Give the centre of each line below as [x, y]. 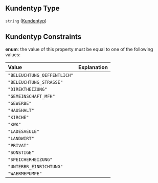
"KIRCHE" [18, 117]
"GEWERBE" [20, 103]
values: [13, 54]
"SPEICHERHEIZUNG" [30, 159]
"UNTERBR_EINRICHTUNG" [35, 166]
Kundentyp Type [32, 8]
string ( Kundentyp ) [26, 20]
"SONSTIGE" [21, 152]
